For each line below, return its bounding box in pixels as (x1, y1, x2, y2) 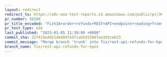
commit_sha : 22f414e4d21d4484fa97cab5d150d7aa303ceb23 (4, 35, 121, 40)
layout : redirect (4, 7, 41, 12)
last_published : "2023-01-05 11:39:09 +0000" (4, 30, 101, 35)
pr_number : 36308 (4, 16, 41, 21)
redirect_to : (4, 12, 32, 17)
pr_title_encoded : (4, 21, 43, 26)
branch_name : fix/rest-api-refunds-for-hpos (4, 44, 99, 49)
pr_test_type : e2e (4, 26, 43, 31)
